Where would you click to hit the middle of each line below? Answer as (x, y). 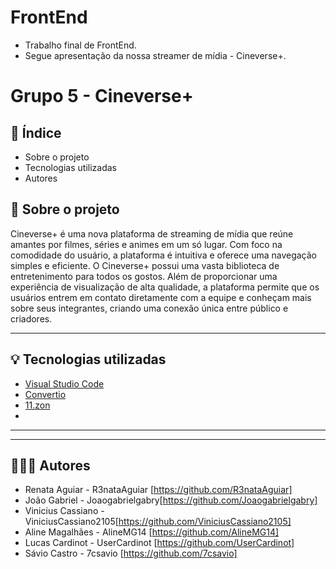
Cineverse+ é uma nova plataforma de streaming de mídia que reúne (152, 233)
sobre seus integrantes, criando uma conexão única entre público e (149, 308)
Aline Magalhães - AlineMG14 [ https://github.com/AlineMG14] (152, 532)
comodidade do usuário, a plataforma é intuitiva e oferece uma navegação (164, 255)
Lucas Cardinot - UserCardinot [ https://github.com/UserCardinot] (159, 543)
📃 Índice (36, 132)
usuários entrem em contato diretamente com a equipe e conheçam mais (161, 297)
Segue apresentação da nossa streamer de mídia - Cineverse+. (155, 55)
